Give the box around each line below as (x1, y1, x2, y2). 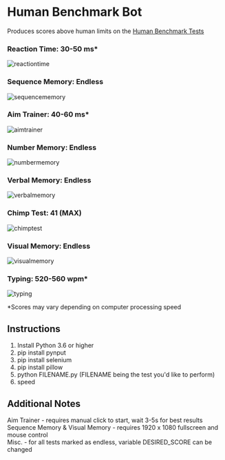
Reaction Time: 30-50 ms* (7, 44, 98, 54)
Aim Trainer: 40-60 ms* (7, 109, 89, 119)
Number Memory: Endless (7, 143, 97, 152)
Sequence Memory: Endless (7, 77, 104, 87)
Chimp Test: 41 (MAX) (7, 208, 82, 218)
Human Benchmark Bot (7, 4, 142, 20)
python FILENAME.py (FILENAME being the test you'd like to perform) (17, 370, 215, 379)
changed (7, 445, 32, 453)
